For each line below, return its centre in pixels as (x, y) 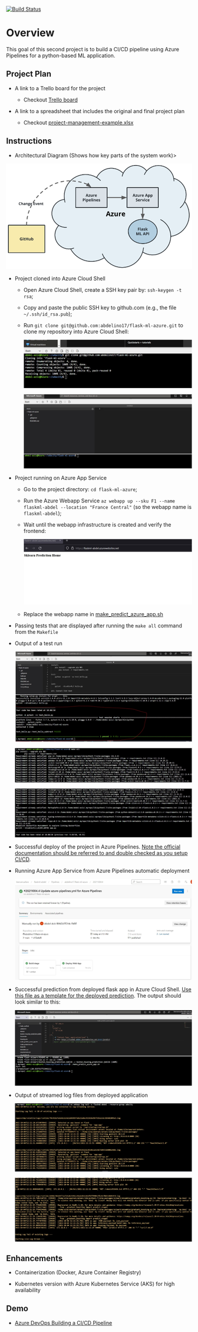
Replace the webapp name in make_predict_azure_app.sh (93, 614)
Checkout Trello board (50, 100)
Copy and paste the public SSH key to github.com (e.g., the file (100, 307)
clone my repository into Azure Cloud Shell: (76, 331)
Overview (30, 33)
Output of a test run (39, 643)
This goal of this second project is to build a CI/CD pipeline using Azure (93, 49)
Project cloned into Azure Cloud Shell (60, 278)
